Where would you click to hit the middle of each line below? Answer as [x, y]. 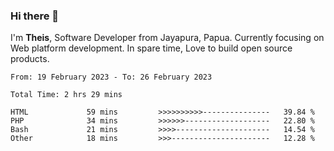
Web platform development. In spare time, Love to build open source [151, 48]
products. [30, 59]
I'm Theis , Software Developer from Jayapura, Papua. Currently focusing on [167, 38]
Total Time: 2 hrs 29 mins [66, 95]
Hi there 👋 [35, 16]
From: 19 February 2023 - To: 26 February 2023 [111, 77]
